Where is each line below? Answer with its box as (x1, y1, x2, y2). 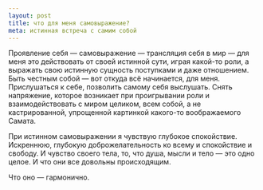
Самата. (8, 117, 37, 126)
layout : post (8, 11, 52, 20)
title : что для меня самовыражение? (8, 19, 130, 27)
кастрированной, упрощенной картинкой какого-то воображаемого (8, 108, 241, 117)
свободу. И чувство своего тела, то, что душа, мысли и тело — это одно (8, 148, 255, 158)
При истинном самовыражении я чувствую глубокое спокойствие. (8, 132, 237, 141)
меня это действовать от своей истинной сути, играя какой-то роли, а (8, 57, 249, 66)
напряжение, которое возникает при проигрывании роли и (8, 91, 210, 101)
